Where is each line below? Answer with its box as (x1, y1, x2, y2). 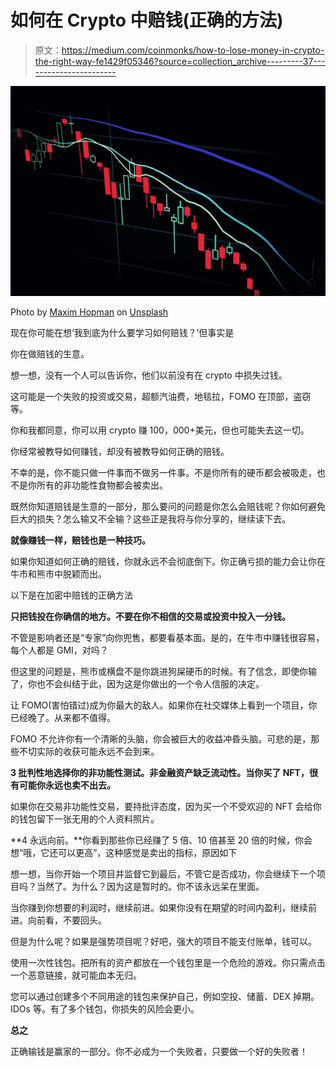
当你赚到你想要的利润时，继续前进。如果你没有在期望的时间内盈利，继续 (10, 901, 308, 913)
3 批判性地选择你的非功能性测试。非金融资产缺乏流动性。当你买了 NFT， (10, 766, 310, 778)
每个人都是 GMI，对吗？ (10, 644, 109, 656)
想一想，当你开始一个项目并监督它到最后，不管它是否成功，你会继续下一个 (10, 867, 317, 880)
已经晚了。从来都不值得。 (10, 711, 116, 723)
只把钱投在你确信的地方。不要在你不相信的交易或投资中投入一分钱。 (10, 610, 291, 622)
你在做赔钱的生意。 (10, 347, 90, 360)
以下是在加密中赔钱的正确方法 (10, 589, 133, 601)
